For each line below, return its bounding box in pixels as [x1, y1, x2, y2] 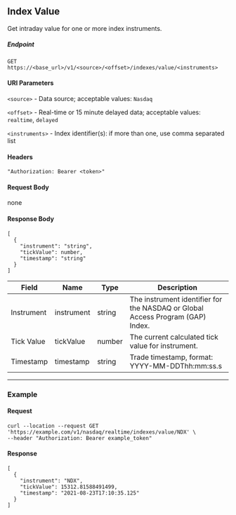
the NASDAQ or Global [129, 303, 204, 313]
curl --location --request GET [7, 422, 99, 429]
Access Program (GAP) [129, 312, 206, 321]
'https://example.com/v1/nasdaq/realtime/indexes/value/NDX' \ [7, 428, 197, 436]
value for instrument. [129, 340, 198, 350]
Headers [7, 152, 33, 161]
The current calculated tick [129, 332, 219, 342]
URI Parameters [7, 79, 54, 87]
